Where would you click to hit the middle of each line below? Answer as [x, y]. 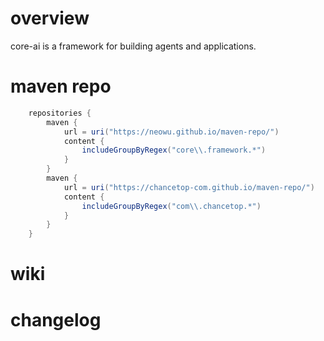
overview [50, 18]
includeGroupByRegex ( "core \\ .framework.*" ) [174, 150]
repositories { [60, 113]
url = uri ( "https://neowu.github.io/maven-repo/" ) [171, 132]
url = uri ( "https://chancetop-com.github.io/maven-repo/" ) [189, 187]
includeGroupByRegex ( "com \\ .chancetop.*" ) [171, 206]
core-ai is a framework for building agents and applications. [133, 46]
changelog [56, 319]
